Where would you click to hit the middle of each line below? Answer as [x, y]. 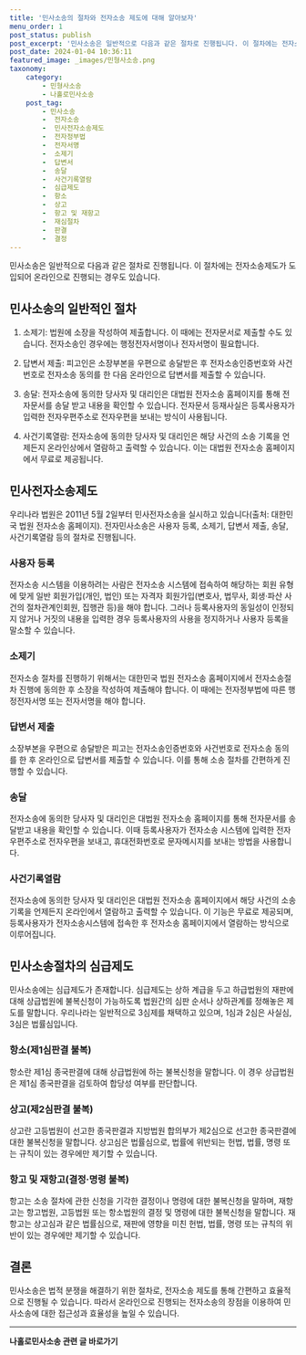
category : [45, 78]
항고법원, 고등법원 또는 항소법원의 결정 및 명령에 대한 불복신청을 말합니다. [156, 1213]
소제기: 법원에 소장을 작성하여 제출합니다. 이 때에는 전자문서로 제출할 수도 [153, 332]
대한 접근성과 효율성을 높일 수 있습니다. [110, 1313]
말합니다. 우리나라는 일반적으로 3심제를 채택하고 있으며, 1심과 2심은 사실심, [159, 1013]
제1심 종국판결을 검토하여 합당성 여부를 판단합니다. [108, 1083]
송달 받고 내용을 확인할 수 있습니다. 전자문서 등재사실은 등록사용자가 [175, 405]
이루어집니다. [33, 935]
